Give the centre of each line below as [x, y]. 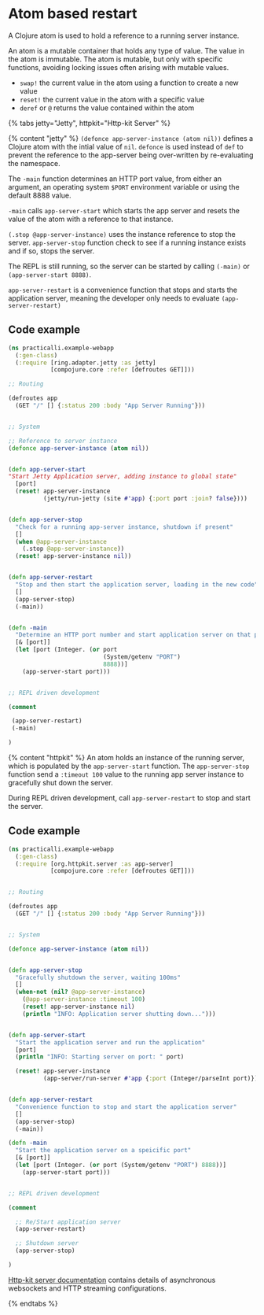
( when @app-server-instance [61, 541]
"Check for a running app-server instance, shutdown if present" [125, 527]
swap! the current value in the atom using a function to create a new [129, 83]
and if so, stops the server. [51, 251]
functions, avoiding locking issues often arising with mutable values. [119, 67]
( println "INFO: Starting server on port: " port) [100, 1057]
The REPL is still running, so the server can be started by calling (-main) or [129, 266]
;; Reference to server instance [63, 441]
